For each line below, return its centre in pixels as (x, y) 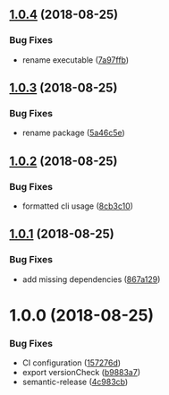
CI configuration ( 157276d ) (72, 363)
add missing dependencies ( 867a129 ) (91, 279)
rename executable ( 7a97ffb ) (76, 60)
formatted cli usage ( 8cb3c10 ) (78, 206)
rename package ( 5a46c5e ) (73, 133)
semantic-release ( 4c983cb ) (75, 382)
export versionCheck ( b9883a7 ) (81, 373)
